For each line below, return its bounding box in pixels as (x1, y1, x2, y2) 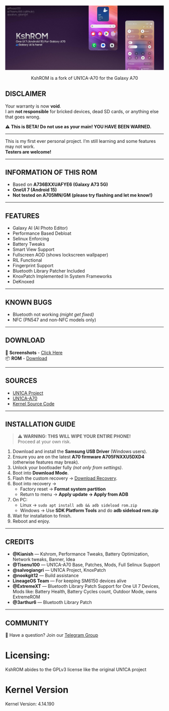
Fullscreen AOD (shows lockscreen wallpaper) (12, 252, 109, 258)
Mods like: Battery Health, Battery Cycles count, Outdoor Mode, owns (12, 589, 157, 595)
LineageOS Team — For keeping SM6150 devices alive (12, 578, 127, 584)
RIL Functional (12, 257, 42, 263)
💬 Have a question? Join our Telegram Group (5, 632, 98, 638)
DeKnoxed (12, 279, 34, 285)
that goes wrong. (5, 114, 41, 120)
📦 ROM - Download (5, 355, 48, 361)
